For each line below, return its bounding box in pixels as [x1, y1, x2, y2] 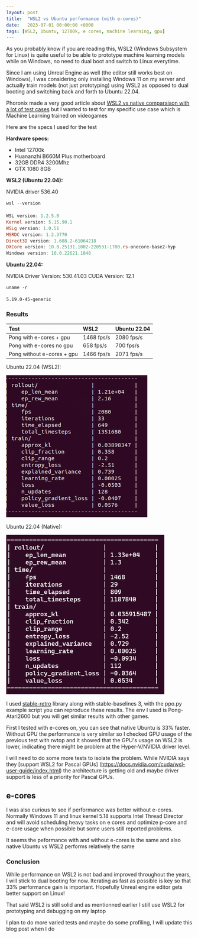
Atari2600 [6, 713, 31, 720]
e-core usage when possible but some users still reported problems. [6, 825, 173, 832]
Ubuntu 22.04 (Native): [6, 523, 63, 531]
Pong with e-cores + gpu [8, 334, 70, 341]
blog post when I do [6, 926, 55, 933]
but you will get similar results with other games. [31, 713, 150, 720]
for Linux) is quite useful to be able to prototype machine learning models [6, 51, 185, 59]
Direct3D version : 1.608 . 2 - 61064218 [6, 238, 96, 244]
